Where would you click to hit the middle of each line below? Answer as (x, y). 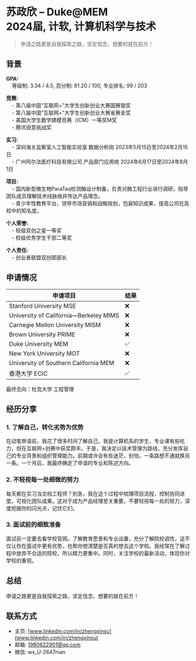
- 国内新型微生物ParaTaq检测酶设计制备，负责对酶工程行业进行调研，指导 (100, 188)
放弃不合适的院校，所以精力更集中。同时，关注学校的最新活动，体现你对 (103, 553)
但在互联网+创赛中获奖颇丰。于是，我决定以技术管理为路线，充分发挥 (100, 449)
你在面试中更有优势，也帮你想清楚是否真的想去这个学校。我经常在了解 (100, 546)
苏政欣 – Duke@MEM (57, 12)
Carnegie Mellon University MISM (55, 325)
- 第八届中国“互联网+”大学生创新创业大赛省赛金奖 (71, 112)
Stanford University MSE (43, 306)
